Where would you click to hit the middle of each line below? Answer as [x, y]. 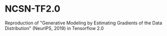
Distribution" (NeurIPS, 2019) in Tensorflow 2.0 [54, 28]
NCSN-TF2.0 [33, 9]
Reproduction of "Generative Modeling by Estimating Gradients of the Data [83, 23]
